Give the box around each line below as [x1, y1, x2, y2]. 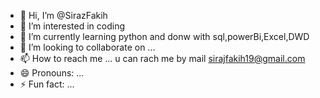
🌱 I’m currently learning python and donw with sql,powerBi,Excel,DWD [19, 31, 310, 42]
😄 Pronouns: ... [19, 67, 85, 79]
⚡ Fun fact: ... [19, 78, 75, 90]
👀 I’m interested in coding [19, 20, 126, 32]
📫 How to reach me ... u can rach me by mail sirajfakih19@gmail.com [19, 53, 306, 64]
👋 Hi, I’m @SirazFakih [19, 10, 108, 21]
